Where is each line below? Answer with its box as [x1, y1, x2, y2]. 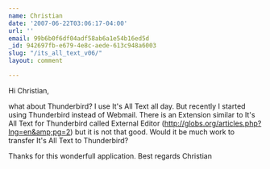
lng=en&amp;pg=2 [8, 126, 71, 137]
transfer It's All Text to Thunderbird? [8, 135, 129, 145]
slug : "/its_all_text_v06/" [8, 49, 103, 57]
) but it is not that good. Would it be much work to [69, 126, 235, 137]
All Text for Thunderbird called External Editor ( [8, 118, 165, 128]
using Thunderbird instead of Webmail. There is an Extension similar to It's [8, 109, 255, 119]
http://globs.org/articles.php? [164, 118, 262, 128]
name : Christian [8, 11, 63, 20]
